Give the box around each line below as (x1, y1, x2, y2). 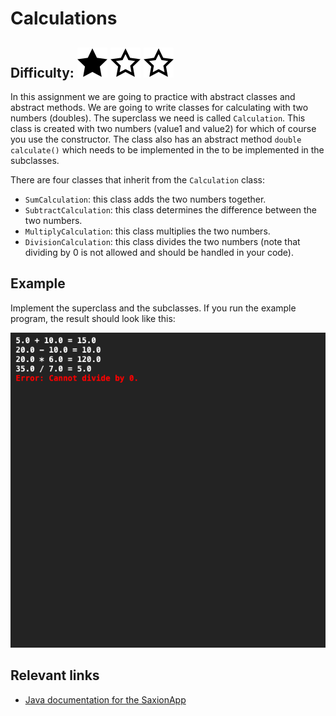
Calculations (10, 7, 118, 30)
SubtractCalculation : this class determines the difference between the (24, 204, 317, 216)
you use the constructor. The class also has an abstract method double (10, 133, 302, 145)
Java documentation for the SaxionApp (24, 693, 187, 706)
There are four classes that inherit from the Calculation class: (10, 174, 265, 186)
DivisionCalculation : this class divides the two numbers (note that (24, 236, 301, 247)
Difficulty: (10, 64, 75, 81)
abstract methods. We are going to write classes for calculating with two (10, 102, 309, 113)
